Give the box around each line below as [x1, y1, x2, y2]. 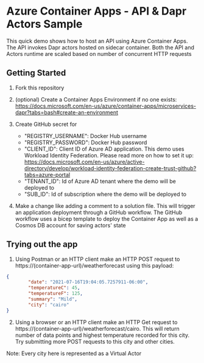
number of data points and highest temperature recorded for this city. [15, 331, 190, 339]
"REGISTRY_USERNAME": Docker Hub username [24, 132, 147, 139]
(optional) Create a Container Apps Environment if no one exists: [15, 95, 177, 103]
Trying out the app [6, 239, 78, 250]
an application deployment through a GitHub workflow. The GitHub [15, 209, 183, 216]
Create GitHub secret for [15, 120, 77, 128]
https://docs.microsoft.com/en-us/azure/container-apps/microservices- [15, 102, 197, 109]
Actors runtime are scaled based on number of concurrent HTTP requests [6, 50, 192, 57]
